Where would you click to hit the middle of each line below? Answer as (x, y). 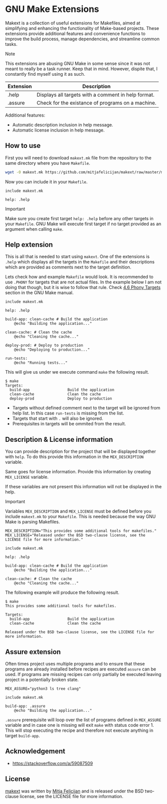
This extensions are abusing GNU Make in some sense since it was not (78, 63)
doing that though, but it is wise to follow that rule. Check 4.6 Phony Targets (83, 287)
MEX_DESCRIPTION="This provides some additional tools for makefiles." (81, 531)
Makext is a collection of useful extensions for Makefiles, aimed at (73, 23)
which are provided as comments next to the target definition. (68, 267)
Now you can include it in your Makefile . (46, 182)
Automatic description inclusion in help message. (63, 125)
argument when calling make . (34, 229)
